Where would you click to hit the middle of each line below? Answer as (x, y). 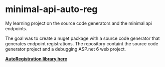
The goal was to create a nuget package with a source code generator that (82, 38)
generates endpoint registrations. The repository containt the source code (82, 43)
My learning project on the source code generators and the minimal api (78, 23)
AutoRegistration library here (36, 58)
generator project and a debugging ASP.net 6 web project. (66, 49)
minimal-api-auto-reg (51, 9)
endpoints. (16, 28)
